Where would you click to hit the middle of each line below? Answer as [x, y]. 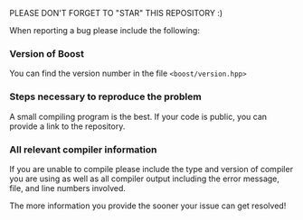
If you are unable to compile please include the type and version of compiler [151, 169]
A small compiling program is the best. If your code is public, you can [138, 116]
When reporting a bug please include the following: [105, 30]
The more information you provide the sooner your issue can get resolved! [148, 206]
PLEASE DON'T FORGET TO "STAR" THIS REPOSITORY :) [116, 13]
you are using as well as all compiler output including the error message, [145, 179]
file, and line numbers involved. [68, 188]
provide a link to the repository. [67, 126]
